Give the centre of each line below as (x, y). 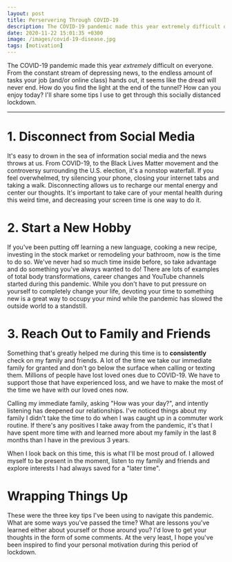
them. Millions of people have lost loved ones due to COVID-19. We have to (114, 375)
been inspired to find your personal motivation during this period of (103, 545)
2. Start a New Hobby (69, 228)
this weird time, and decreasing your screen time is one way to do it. (104, 200)
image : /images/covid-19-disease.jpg (61, 39)
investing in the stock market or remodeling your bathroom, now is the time (114, 254)
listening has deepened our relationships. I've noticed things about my (107, 410)
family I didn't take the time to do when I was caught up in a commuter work (115, 418)
